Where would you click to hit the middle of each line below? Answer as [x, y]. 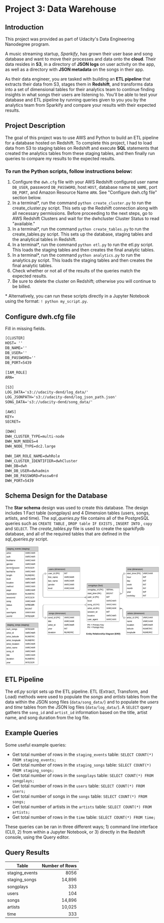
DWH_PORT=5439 [20, 480]
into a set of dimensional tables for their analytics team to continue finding [80, 89]
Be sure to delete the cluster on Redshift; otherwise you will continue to [84, 281]
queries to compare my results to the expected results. [60, 158]
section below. [27, 198]
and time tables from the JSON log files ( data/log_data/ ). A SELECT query [79, 707]
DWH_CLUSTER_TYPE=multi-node [35, 436]
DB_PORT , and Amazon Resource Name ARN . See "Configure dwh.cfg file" [85, 192]
